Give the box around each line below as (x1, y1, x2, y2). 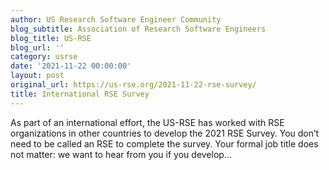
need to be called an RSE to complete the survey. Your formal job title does (10, 137, 319, 150)
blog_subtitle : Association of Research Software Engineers (10, 24, 267, 34)
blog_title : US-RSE (10, 33, 92, 43)
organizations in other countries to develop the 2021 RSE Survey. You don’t (10, 127, 320, 139)
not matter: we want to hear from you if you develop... (10, 148, 232, 160)
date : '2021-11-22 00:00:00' (10, 61, 132, 71)
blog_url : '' (10, 42, 65, 53)
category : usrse (10, 52, 78, 62)
